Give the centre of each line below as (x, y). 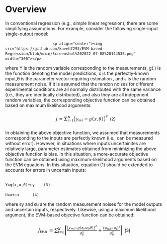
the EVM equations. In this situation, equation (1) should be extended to (79, 165)
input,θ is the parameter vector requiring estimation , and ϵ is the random (81, 78)
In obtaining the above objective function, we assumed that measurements (82, 133)
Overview (26, 9)
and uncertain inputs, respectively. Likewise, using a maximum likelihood (80, 210)
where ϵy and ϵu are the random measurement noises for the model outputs (84, 204)
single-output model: (27, 34)
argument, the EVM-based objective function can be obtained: (70, 215)
